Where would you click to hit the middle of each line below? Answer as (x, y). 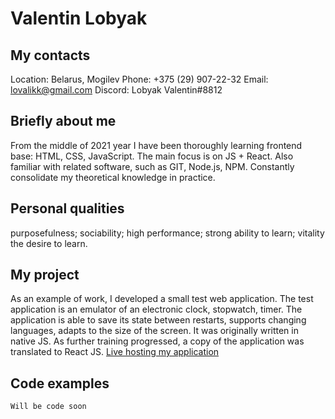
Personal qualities (67, 208)
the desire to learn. (49, 243)
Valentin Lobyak (79, 18)
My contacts (50, 55)
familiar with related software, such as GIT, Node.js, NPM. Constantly (152, 166)
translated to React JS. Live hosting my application (115, 352)
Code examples (60, 383)
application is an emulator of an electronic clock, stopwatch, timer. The (156, 309)
